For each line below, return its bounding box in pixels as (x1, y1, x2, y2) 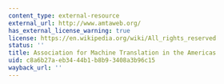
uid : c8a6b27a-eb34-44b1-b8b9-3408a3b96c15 (8, 57, 156, 65)
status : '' (8, 42, 45, 50)
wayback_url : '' (8, 64, 62, 72)
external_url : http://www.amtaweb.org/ (8, 19, 142, 27)
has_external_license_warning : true (8, 26, 130, 34)
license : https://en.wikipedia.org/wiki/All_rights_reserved (8, 34, 217, 42)
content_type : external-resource (8, 11, 120, 20)
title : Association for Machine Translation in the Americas (8, 49, 217, 57)
